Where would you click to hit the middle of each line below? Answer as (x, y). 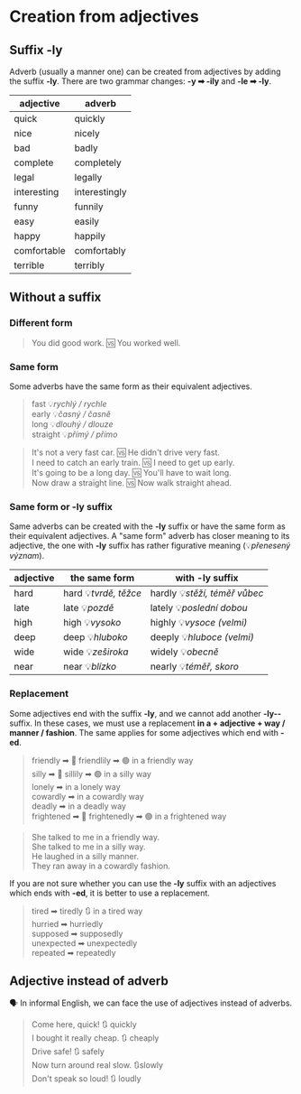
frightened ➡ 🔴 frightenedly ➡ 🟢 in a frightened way (129, 816)
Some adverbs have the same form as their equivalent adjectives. (131, 386)
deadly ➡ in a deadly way (78, 806)
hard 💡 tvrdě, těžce (102, 593)
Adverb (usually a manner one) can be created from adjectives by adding (145, 71)
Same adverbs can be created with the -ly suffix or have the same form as (147, 526)
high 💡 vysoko (92, 623)
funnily (89, 207)
